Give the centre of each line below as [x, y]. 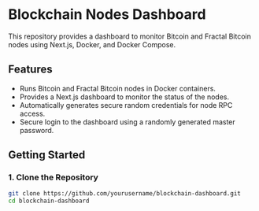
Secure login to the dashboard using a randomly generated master [128, 122]
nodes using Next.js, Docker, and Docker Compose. [92, 44]
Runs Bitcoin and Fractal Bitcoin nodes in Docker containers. [118, 88]
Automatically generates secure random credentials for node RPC [126, 105]
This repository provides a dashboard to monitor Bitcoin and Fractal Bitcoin [130, 36]
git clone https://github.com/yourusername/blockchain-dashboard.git [125, 194]
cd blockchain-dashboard [49, 201]
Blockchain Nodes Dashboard [107, 15]
